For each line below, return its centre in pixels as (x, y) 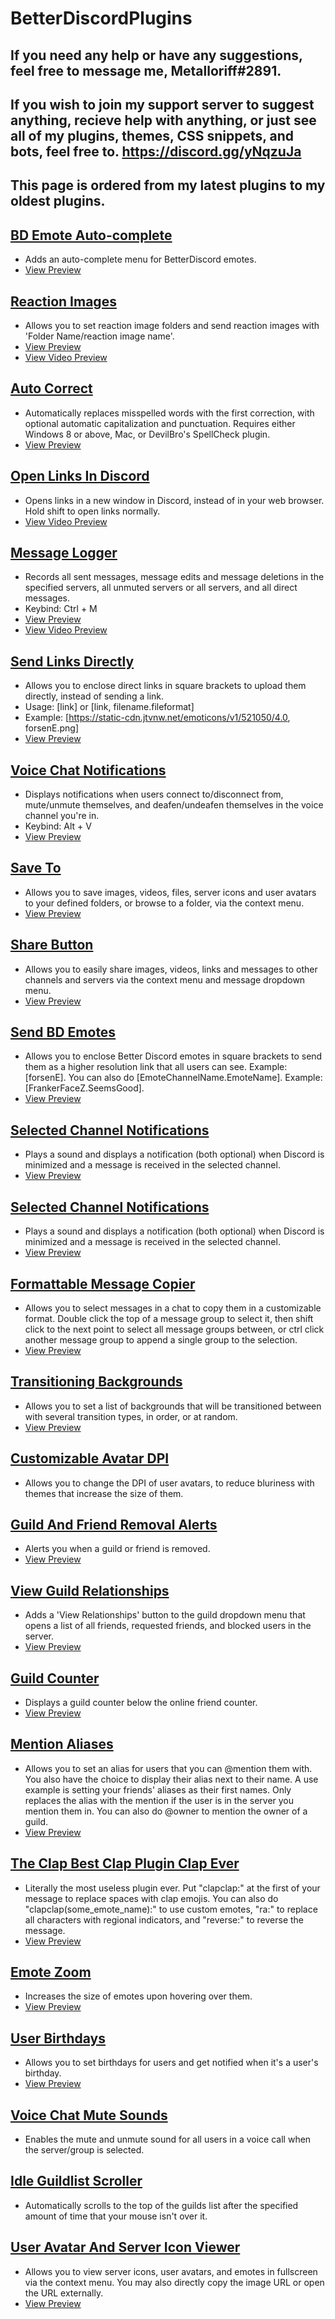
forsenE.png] (52, 728)
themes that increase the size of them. (104, 1493)
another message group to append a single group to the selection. (161, 1339)
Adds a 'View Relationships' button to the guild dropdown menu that (165, 1615)
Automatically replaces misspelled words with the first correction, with (169, 413)
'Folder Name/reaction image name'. (99, 336)
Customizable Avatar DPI (90, 1458)
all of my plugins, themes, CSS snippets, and (152, 135)
